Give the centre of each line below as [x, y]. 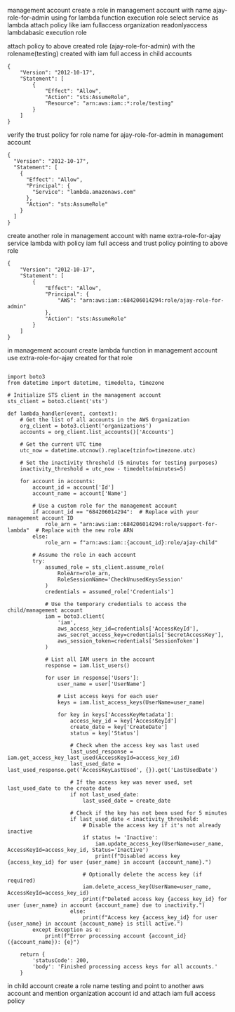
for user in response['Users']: [92, 678]
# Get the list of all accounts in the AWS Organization [105, 420]
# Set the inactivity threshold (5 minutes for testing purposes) [119, 463]
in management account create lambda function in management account [112, 350]
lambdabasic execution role [47, 32]
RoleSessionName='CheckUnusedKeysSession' [120, 579]
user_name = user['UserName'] [101, 684]
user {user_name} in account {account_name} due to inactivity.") [106, 905]
